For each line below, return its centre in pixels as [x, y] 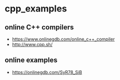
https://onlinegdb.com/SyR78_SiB [47, 72]
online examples [31, 60]
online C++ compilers [39, 27]
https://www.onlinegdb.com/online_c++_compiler [63, 39]
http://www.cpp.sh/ [32, 44]
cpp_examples [36, 9]
